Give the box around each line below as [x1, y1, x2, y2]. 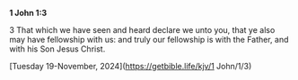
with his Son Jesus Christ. [9, 44, 106, 54]
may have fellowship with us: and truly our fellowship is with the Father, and [9, 35, 289, 44]
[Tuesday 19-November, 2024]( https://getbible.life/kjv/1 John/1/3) [9, 61, 252, 71]
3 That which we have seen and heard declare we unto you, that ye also [9, 25, 276, 35]
